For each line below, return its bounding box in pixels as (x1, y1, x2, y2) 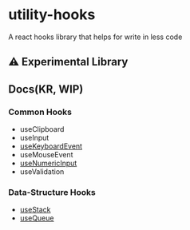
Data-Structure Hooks (8, 186, 96, 197)
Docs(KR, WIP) (8, 82, 84, 96)
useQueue (19, 213, 54, 223)
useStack (19, 205, 51, 215)
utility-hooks (8, 6, 96, 24)
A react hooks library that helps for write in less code (8, 32, 183, 42)
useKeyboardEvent (19, 141, 82, 151)
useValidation (19, 167, 65, 176)
